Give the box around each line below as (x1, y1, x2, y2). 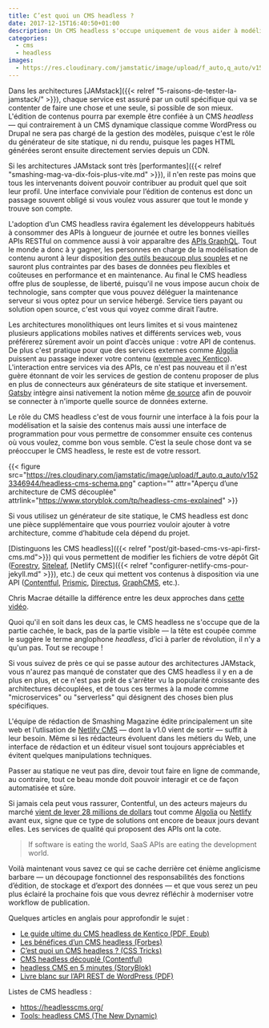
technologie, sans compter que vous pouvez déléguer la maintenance (8, 287, 239, 296)
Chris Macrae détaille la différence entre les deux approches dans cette (8, 593, 245, 603)
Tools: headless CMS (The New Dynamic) (19, 1010, 158, 1020)
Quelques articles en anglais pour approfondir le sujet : (8, 913, 190, 922)
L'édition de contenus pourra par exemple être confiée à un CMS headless (8, 111, 254, 121)
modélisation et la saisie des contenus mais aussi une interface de (8, 420, 227, 429)
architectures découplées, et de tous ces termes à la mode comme (8, 683, 230, 693)
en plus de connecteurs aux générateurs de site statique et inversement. (8, 379, 248, 389)
